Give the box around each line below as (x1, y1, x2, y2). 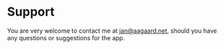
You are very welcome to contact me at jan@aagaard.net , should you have (7, 27, 217, 35)
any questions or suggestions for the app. (7, 33, 125, 42)
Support (7, 4, 55, 20)
